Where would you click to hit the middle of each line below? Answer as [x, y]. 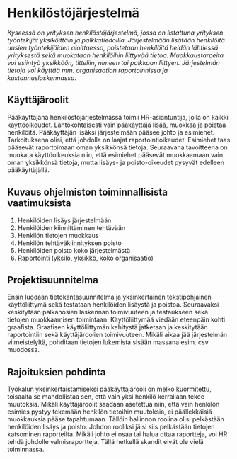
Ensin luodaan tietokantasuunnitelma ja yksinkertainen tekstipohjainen [110, 297]
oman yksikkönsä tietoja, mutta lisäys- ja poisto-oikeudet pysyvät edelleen [116, 162]
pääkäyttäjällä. [28, 170]
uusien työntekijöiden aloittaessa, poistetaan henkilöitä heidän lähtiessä [113, 47]
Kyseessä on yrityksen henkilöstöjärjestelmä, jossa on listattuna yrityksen [115, 33]
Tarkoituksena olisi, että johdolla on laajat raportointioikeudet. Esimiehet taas [119, 140]
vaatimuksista [39, 203]
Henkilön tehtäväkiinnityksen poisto [69, 243]
